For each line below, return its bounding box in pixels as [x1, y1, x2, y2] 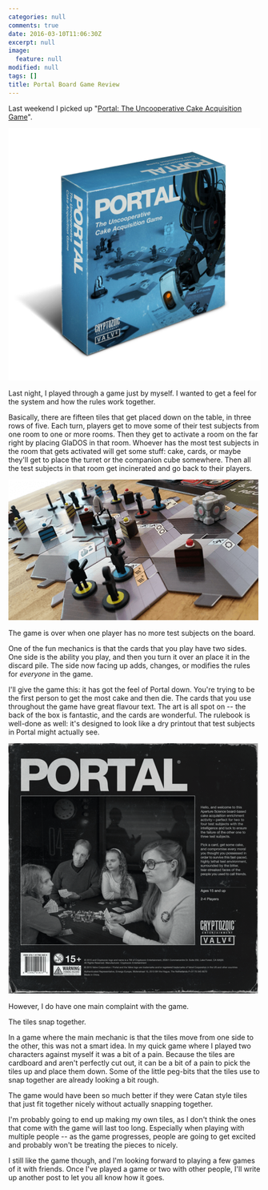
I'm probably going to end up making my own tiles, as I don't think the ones [8, 1114, 256, 1124]
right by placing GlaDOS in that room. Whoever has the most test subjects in [8, 437, 259, 448]
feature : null [15, 55, 62, 63]
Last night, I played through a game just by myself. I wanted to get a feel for [8, 388, 258, 398]
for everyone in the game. [8, 669, 94, 678]
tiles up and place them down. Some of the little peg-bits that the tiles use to [8, 1066, 260, 1076]
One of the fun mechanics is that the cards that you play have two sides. [8, 643, 247, 653]
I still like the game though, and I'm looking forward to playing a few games [8, 1156, 256, 1165]
